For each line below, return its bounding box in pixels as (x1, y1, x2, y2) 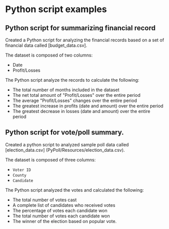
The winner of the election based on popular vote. (12, 218, 117, 224)
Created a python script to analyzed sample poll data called (5, 141, 129, 147)
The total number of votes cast (12, 197, 77, 203)
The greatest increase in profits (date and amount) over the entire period (12, 103, 164, 109)
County (12, 173, 27, 178)
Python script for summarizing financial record (5, 24, 156, 32)
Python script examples (5, 4, 107, 15)
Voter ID (12, 167, 31, 173)
